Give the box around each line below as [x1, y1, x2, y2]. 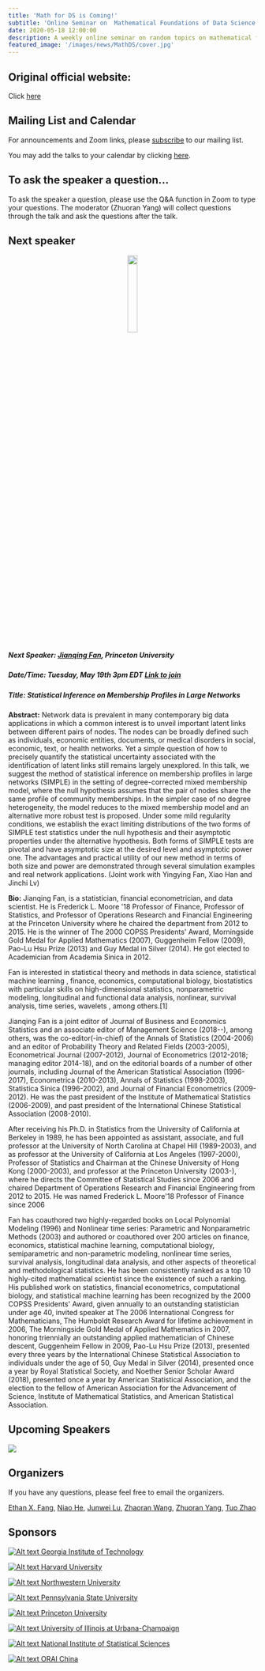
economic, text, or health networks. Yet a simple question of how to [8, 744, 228, 754]
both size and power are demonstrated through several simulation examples [8, 861, 256, 871]
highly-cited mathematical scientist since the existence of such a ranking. [8, 1274, 247, 1283]
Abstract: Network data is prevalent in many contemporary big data [8, 710, 230, 720]
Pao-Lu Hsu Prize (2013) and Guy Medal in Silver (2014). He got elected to [8, 944, 250, 954]
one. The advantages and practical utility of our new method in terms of [8, 853, 242, 863]
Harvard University [40, 1562, 103, 1571]
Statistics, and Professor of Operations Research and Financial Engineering [8, 910, 252, 920]
